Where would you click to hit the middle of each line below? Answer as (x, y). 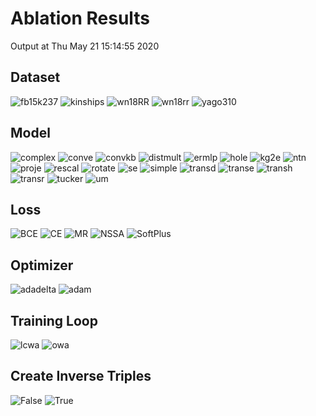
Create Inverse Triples (81, 376)
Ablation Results (80, 18)
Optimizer (42, 265)
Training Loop (54, 320)
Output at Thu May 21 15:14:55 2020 (85, 46)
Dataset (35, 77)
